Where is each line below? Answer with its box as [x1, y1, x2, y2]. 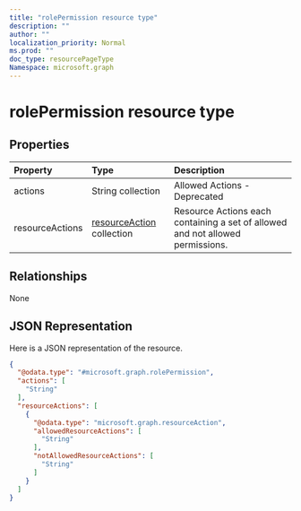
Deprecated [173, 190, 224, 203]
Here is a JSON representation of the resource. [9, 342, 184, 353]
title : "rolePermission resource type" [9, 13, 159, 22]
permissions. [173, 238, 228, 251]
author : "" [9, 30, 50, 39]
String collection [91, 185, 161, 197]
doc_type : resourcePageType [9, 55, 115, 64]
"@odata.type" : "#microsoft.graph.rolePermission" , [17, 368, 215, 377]
